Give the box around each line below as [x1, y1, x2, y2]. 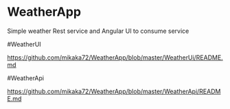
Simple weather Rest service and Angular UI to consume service [7, 27, 189, 35]
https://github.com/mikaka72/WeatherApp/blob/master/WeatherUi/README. [7, 53, 223, 62]
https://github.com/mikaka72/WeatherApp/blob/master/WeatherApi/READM [7, 87, 221, 95]
